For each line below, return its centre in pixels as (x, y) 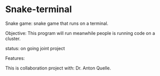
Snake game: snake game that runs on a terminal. (57, 23)
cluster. (13, 39)
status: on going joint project (35, 48)
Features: (15, 58)
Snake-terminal (39, 9)
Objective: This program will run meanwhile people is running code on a (80, 33)
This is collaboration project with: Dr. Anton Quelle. (58, 68)
